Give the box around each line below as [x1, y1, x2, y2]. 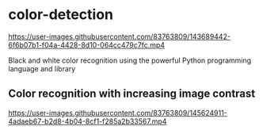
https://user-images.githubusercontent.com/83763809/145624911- [8, 108, 227, 117]
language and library [8, 63, 76, 73]
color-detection [8, 6, 113, 24]
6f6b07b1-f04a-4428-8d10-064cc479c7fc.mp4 [8, 40, 165, 49]
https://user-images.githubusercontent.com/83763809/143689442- [8, 32, 231, 41]
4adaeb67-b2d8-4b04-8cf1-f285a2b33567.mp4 [8, 117, 167, 126]
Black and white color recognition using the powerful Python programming [8, 56, 252, 65]
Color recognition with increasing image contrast [8, 87, 256, 101]
